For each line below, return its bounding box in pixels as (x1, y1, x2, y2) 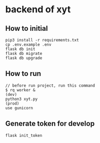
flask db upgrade (5, 55, 43, 60)
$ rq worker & (5, 87, 36, 93)
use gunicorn (5, 105, 33, 111)
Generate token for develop (5, 119, 95, 128)
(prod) (5, 101, 19, 106)
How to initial (5, 24, 48, 33)
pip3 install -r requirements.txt (5, 37, 79, 43)
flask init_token (5, 133, 43, 138)
